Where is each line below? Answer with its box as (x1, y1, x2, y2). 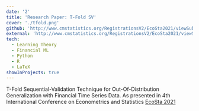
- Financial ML (11, 47, 49, 53)
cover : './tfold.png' (6, 20, 60, 26)
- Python (11, 53, 33, 59)
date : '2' (6, 8, 31, 15)
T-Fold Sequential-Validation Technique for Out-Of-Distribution (6, 85, 160, 93)
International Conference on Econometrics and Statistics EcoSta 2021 (6, 99, 176, 106)
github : (6, 25, 25, 31)
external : (6, 31, 31, 37)
